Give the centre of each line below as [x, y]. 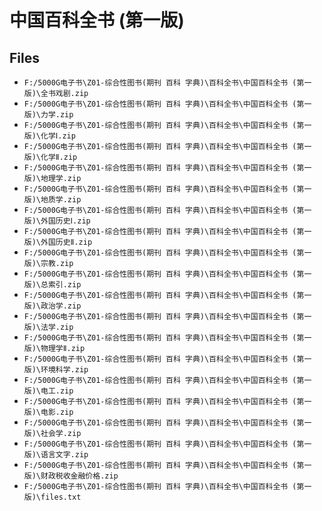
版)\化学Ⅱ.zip [50, 157]
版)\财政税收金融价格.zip [71, 476]
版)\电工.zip [48, 391]
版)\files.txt [52, 497]
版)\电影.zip [48, 412]
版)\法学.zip [48, 327]
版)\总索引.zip [52, 285]
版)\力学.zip [48, 115]
